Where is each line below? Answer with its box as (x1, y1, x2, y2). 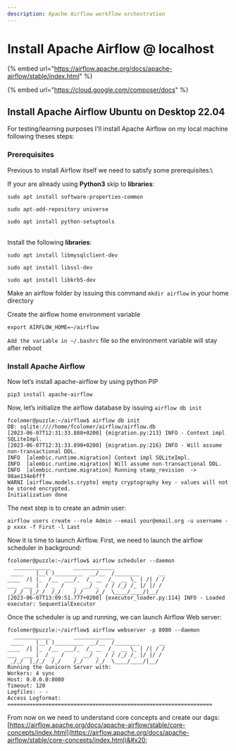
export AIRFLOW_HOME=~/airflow (7, 323, 99, 331)
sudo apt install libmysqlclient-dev (7, 252, 118, 259)
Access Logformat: (7, 694, 61, 701)
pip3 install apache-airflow (7, 390, 93, 398)
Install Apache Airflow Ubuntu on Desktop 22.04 (7, 105, 225, 117)
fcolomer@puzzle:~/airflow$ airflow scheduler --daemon (7, 557, 175, 564)
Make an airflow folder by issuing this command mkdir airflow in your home (7, 289, 229, 297)
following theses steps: (7, 132, 75, 141)
